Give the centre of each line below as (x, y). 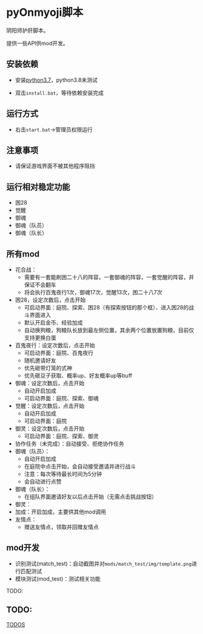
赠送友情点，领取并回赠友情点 (61, 527)
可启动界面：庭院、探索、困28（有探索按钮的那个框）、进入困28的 (106, 307)
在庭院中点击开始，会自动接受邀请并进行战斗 (80, 466)
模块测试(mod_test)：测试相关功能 (58, 578)
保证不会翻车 (40, 285)
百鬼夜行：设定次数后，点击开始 (55, 345)
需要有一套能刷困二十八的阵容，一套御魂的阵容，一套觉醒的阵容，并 (109, 277)
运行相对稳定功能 (38, 187)
